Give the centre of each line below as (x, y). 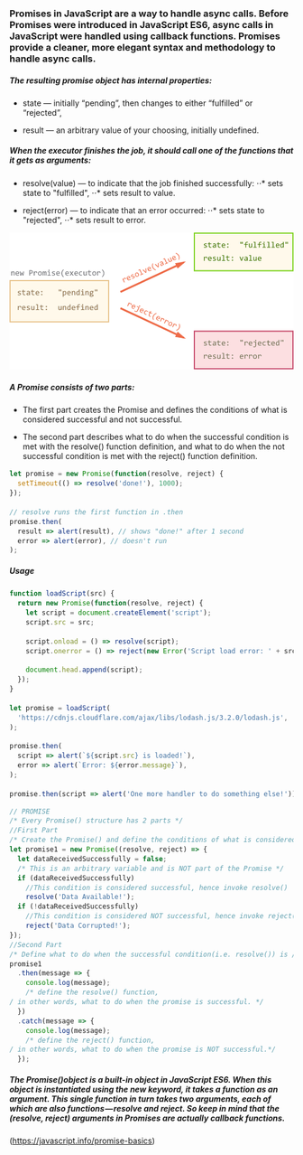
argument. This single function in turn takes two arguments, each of (141, 1099)
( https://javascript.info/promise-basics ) (83, 1141)
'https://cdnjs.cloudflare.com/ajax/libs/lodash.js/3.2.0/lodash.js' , (153, 718)
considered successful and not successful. (102, 419)
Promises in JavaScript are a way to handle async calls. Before (149, 14)
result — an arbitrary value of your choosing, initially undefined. (141, 130)
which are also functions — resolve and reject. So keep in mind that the (144, 1108)
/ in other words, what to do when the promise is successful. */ (137, 1002)
